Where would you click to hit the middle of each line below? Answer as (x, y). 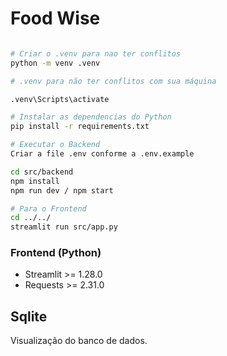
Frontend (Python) (56, 253)
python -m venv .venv (55, 63)
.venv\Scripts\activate (60, 99)
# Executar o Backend (55, 145)
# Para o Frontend (48, 208)
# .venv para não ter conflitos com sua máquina (113, 81)
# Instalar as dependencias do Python (91, 117)
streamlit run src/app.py (64, 227)
